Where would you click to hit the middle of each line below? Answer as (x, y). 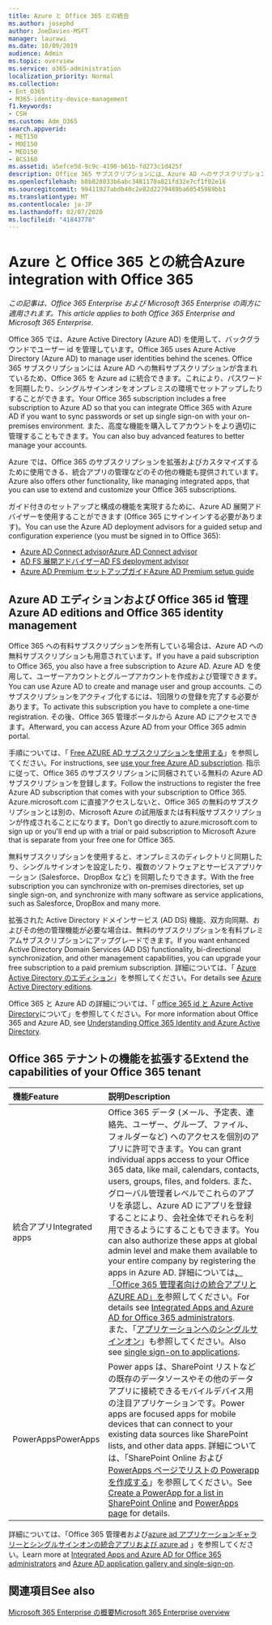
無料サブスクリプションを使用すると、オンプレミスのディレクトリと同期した (136, 857)
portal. (19, 736)
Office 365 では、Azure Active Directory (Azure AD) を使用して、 (117, 339)
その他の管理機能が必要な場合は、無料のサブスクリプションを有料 (132, 930)
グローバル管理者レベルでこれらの (173, 1193)
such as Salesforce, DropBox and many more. (85, 903)
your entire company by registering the (182, 1260)
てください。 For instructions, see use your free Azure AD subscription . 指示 (134, 763)
